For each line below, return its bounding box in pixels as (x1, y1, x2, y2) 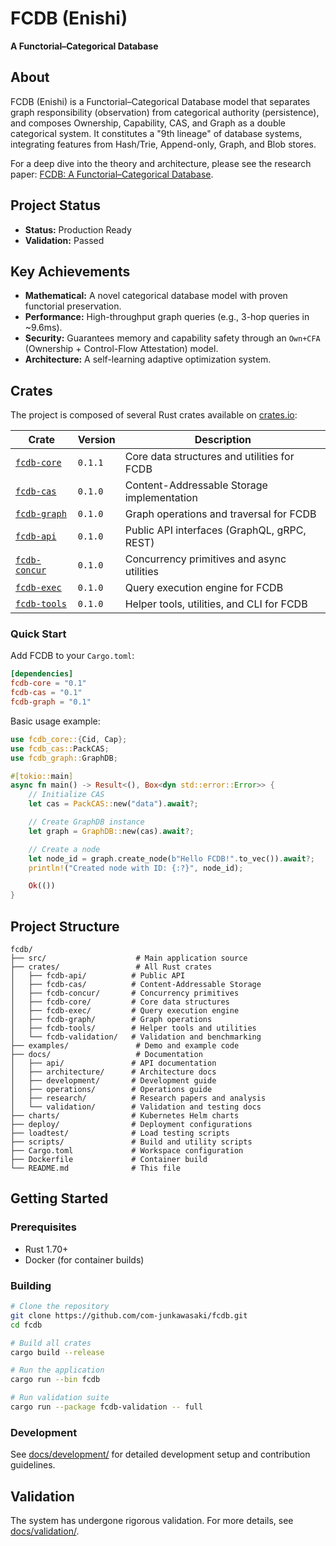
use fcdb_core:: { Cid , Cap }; (10, 734, 128, 744)
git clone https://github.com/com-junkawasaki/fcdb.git (10, 1310, 248, 1321)
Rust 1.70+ (24, 1243, 69, 1255)
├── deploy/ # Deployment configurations (10, 1120, 253, 1130)
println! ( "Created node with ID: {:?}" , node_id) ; (28, 863, 244, 873)
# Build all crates (10, 1338, 92, 1348)
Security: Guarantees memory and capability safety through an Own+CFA (24, 332, 321, 344)
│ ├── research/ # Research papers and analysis (10, 1093, 267, 1104)
